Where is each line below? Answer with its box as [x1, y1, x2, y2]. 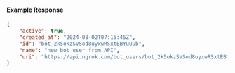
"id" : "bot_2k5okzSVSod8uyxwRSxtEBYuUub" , [19, 40, 145, 47]
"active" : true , [19, 28, 67, 35]
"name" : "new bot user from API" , [19, 47, 120, 54]
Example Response [6, 6, 64, 14]
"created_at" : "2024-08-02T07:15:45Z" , [19, 33, 136, 41]
